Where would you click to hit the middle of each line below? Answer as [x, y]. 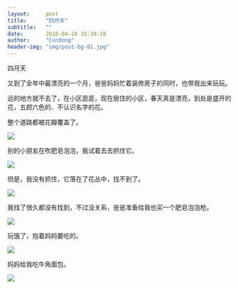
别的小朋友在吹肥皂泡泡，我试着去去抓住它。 [73, 151]
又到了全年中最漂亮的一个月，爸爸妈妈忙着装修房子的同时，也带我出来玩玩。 [119, 83]
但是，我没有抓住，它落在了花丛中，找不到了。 [76, 179]
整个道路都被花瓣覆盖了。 [45, 122]
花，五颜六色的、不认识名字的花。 [57, 107]
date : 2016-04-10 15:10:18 [57, 34]
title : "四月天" [38, 21]
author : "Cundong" [41, 40]
